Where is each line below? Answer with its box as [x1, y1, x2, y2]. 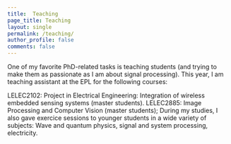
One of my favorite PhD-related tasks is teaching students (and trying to [7, 63, 218, 71]
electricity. [7, 128, 38, 137]
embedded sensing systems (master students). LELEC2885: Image [7, 99, 202, 107]
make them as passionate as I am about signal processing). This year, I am [7, 70, 224, 78]
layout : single [7, 23, 52, 30]
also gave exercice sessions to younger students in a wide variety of [7, 114, 207, 122]
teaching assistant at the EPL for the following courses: [7, 78, 168, 85]
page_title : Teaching [7, 17, 71, 24]
